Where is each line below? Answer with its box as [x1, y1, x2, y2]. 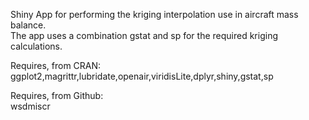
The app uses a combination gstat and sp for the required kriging [10, 30, 278, 41]
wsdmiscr [10, 100, 51, 112]
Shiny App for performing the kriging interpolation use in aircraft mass [10, 9, 299, 20]
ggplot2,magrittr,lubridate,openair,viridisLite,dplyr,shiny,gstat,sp [10, 70, 274, 82]
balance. [10, 19, 47, 31]
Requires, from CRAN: [10, 60, 102, 71]
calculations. [10, 40, 63, 52]
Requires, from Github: [10, 90, 104, 101]
